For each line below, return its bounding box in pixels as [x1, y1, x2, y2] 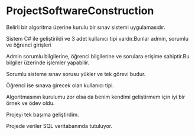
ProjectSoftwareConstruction [6, 4, 154, 18]
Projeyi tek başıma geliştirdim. [6, 111, 79, 118]
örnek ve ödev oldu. [6, 99, 55, 107]
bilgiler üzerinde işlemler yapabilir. [6, 59, 90, 66]
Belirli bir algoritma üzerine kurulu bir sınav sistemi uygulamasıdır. [6, 24, 165, 31]
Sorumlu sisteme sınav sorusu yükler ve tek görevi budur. [6, 70, 146, 77]
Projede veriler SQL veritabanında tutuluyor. [6, 122, 113, 129]
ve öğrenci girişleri [6, 41, 51, 48]
